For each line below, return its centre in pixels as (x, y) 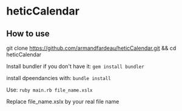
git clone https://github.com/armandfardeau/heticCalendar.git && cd (91, 48)
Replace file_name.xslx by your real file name (63, 102)
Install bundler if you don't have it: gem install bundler (75, 66)
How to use (28, 34)
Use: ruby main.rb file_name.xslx (49, 90)
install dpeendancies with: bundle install (59, 78)
